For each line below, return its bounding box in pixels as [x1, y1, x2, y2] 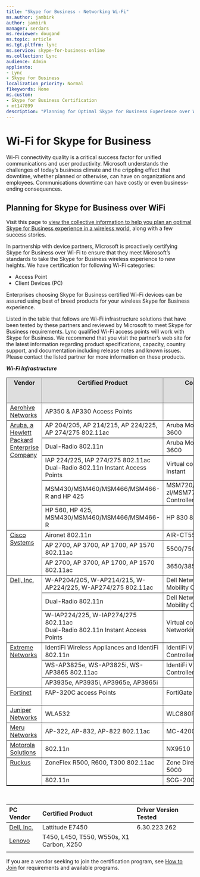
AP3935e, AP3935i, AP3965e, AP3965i [45, 679, 158, 687]
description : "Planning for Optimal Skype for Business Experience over [6, 108, 190, 114]
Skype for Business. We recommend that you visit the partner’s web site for [6, 334, 192, 341]
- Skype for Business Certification [6, 97, 97, 103]
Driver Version [136, 806, 179, 814]
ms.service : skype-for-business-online [6, 48, 105, 54]
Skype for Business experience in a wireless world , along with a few [6, 225, 173, 232]
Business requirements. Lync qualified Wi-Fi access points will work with [6, 328, 185, 335]
